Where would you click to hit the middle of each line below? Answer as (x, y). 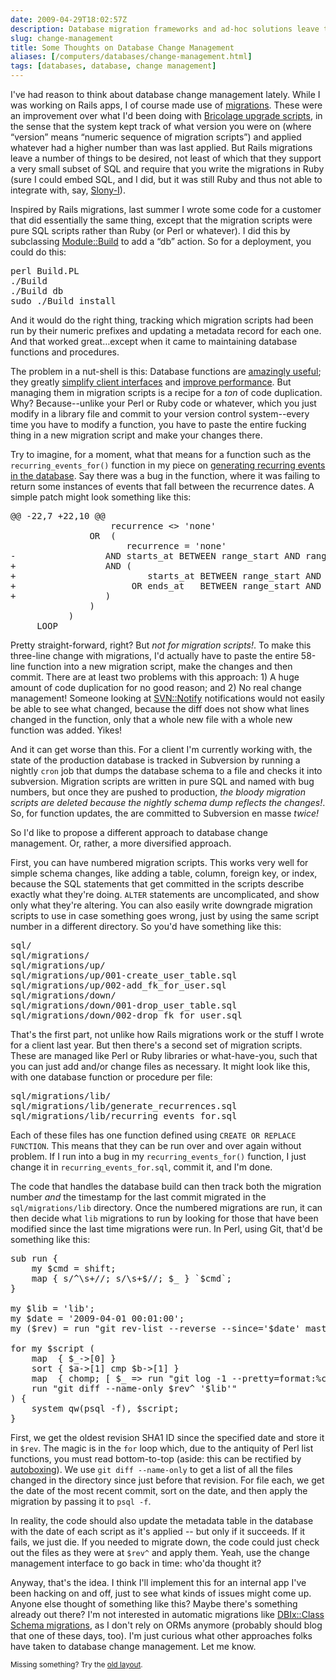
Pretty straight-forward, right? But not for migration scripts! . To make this (161, 645)
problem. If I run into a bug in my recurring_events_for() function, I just (158, 1156)
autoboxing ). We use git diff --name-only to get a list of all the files (151, 1469)
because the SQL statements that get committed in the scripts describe (157, 884)
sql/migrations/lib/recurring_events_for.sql (124, 1116)
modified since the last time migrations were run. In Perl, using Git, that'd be (166, 1229)
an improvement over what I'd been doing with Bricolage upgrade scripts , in (166, 115)
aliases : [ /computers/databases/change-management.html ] (131, 57)
